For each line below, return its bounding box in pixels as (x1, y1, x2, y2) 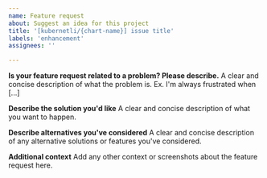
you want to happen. (8, 112, 76, 122)
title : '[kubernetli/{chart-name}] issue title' (8, 27, 175, 35)
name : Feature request (8, 11, 84, 20)
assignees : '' (8, 42, 56, 50)
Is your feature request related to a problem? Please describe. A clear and (8, 71, 259, 81)
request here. (8, 160, 53, 170)
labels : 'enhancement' (8, 34, 84, 43)
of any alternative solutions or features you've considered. (8, 136, 203, 146)
